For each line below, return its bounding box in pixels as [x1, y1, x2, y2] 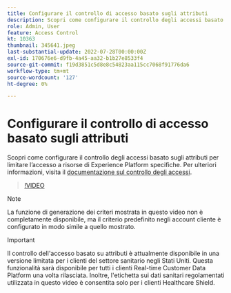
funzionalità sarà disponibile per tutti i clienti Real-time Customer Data [7, 264, 206, 272]
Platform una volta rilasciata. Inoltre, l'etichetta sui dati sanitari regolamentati [7, 271, 225, 279]
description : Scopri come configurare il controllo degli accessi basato [7, 17, 224, 23]
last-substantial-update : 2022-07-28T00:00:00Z [7, 49, 147, 56]
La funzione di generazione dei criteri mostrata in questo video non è [7, 208, 203, 217]
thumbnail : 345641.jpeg [7, 42, 76, 49]
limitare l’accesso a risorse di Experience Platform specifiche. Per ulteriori [7, 161, 217, 169]
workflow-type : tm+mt [7, 67, 70, 74]
